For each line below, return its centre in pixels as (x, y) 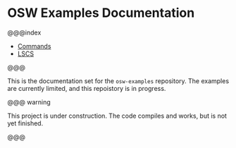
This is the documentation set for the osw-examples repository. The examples (118, 81)
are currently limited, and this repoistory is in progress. (87, 88)
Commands (34, 46)
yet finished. (25, 123)
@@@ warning (29, 102)
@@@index (24, 32)
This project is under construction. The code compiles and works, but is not (117, 116)
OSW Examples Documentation (101, 13)
